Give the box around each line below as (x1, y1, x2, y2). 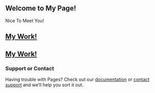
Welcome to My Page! (5, 4, 76, 13)
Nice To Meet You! (5, 17, 44, 23)
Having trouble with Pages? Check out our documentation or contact (5, 76, 149, 82)
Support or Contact (5, 65, 55, 72)
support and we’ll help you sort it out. (5, 81, 84, 88)
